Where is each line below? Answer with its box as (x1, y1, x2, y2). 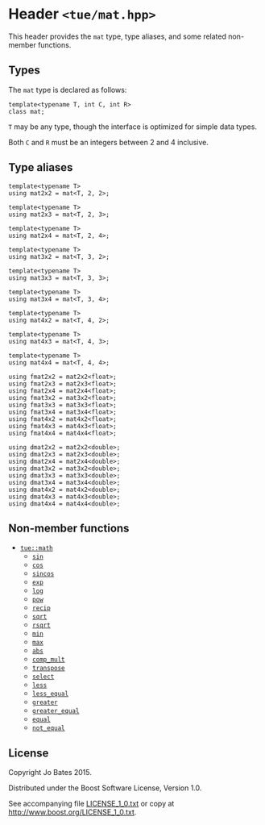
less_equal (31, 690, 69, 698)
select (31, 673, 55, 681)
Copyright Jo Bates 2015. (8, 768, 93, 777)
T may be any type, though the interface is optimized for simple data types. (8, 122, 258, 131)
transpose (31, 665, 66, 673)
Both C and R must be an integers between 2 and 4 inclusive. (8, 137, 209, 147)
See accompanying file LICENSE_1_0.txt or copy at (8, 799, 175, 809)
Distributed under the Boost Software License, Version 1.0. (8, 783, 202, 793)
